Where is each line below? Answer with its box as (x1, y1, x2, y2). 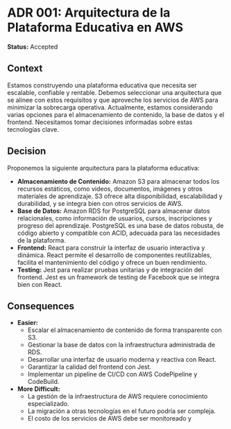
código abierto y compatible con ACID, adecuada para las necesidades (17, 229, 221, 237)
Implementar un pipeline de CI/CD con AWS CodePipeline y (27, 370, 198, 378)
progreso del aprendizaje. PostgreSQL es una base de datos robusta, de (17, 221, 224, 229)
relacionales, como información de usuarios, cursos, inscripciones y (17, 213, 213, 222)
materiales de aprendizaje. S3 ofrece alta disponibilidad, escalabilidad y (17, 192, 223, 200)
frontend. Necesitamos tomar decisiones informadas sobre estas (7, 118, 193, 126)
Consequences (7, 300, 75, 312)
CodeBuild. (27, 378, 60, 386)
